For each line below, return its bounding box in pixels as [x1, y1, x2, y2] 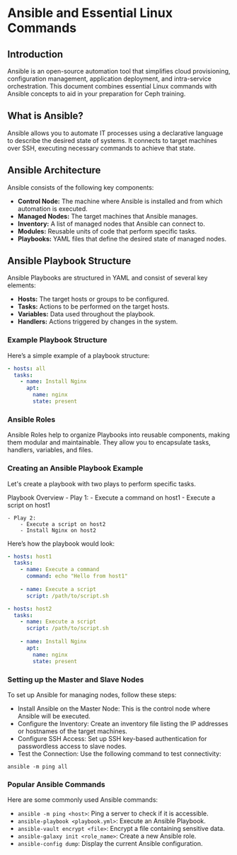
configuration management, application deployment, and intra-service [7, 74, 212, 83]
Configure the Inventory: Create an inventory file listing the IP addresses [17, 719, 229, 728]
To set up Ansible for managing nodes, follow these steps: [7, 690, 177, 699]
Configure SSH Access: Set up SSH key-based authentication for [17, 734, 207, 742]
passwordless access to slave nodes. [17, 742, 127, 750]
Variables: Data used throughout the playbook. [17, 310, 156, 319]
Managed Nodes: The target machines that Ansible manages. [17, 212, 198, 220]
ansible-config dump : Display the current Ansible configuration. [17, 839, 203, 848]
